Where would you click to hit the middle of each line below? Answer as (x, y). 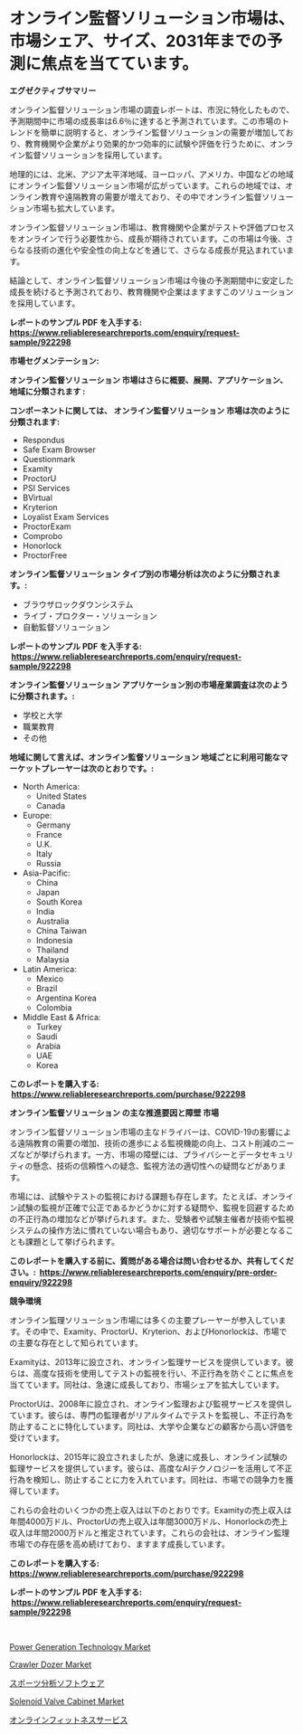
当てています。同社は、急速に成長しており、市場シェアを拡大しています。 (147, 1384)
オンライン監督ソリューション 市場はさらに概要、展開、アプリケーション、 (148, 380)
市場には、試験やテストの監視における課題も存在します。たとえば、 (136, 1196)
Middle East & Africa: (62, 1017)
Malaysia (52, 959)
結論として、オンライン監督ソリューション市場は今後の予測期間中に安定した (151, 280)
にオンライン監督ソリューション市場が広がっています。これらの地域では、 (147, 185)
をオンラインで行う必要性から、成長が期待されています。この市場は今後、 (148, 238)
